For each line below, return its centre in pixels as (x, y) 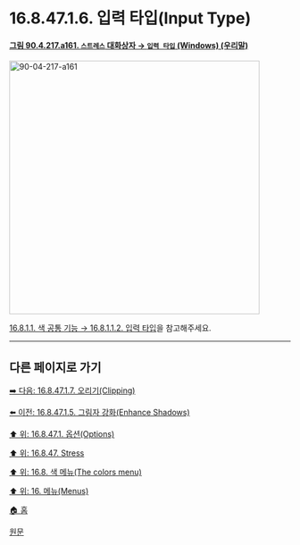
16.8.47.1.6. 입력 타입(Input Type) (130, 18)
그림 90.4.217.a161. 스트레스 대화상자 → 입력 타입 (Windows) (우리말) (129, 45)
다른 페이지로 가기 (55, 367)
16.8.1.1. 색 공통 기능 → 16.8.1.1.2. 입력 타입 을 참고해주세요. (110, 328)
